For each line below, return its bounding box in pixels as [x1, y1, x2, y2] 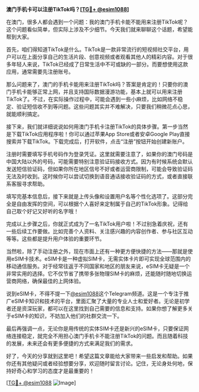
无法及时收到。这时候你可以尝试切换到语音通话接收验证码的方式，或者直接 [6, 173, 188, 180]
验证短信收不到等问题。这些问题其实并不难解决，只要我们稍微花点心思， [16, 103, 193, 110]
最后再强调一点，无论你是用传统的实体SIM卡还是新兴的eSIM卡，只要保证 [6, 325, 184, 332]
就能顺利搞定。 [6, 110, 43, 118]
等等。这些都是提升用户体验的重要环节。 [6, 235, 105, 242]
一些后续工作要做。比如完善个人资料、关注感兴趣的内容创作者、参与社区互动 [6, 228, 193, 235]
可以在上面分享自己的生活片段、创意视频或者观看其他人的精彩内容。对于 [11, 53, 188, 60]
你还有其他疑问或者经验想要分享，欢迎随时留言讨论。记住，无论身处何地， [6, 360, 188, 367]
